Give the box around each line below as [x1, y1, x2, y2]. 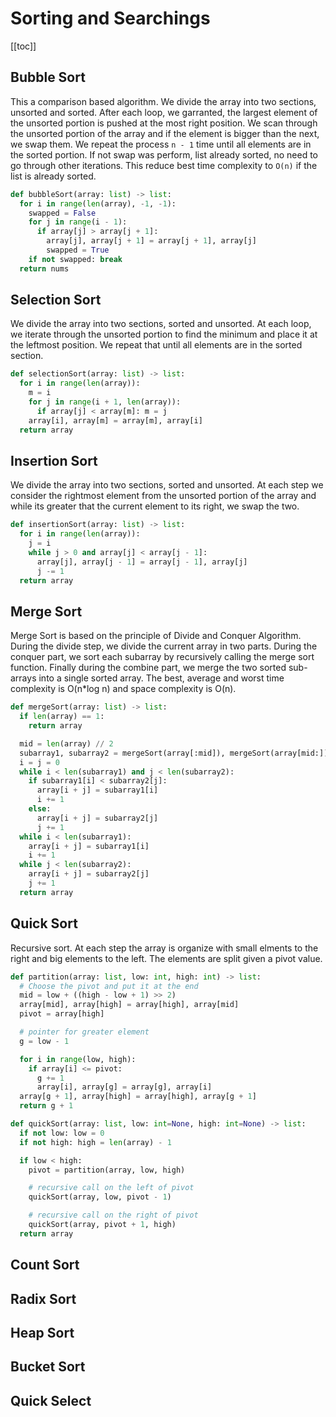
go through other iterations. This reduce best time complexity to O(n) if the [10, 159, 318, 171]
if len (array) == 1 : [19, 712, 105, 722]
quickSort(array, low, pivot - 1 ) [28, 1192, 172, 1202]
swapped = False [28, 208, 97, 218]
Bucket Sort [10, 1358, 86, 1376]
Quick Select [10, 1392, 92, 1409]
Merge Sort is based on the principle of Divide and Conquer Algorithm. [10, 630, 302, 642]
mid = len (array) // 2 [19, 738, 114, 749]
